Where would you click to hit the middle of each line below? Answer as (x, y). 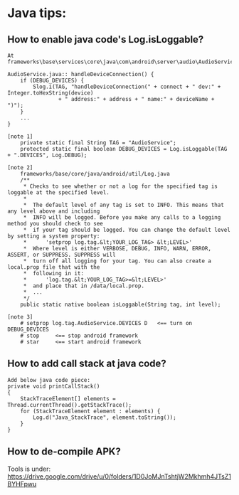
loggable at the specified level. (59, 193)
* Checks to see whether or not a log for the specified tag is (121, 186)
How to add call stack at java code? (87, 364)
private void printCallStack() (54, 386)
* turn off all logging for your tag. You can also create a (117, 261)
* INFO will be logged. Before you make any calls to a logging (122, 218)
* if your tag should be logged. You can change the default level (127, 230)
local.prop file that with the (54, 267)
